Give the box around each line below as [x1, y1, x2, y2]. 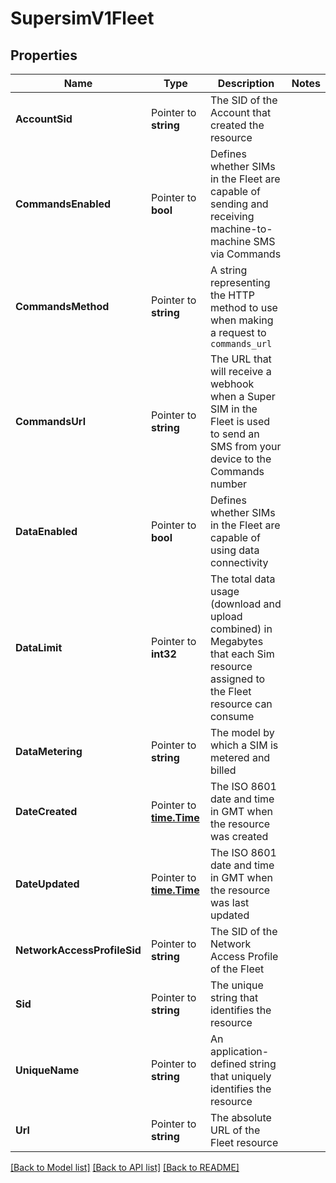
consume [209, 710, 255, 723]
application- [209, 1045, 270, 1058]
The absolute [209, 1111, 272, 1124]
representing [209, 276, 271, 289]
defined [209, 1057, 247, 1071]
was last [209, 896, 250, 909]
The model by [209, 726, 275, 739]
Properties [10, 47, 78, 64]
